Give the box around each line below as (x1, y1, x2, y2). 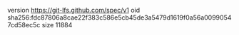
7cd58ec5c (7, 21, 41, 29)
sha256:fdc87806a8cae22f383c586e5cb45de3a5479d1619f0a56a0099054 (7, 13, 232, 22)
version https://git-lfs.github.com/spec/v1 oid (7, 6, 141, 14)
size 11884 (41, 21, 73, 29)
